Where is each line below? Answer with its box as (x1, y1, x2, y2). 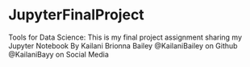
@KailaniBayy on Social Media (8, 49, 109, 59)
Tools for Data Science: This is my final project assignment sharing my (8, 32, 243, 42)
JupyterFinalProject (8, 6, 145, 24)
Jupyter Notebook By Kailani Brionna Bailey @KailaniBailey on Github (8, 40, 238, 50)
